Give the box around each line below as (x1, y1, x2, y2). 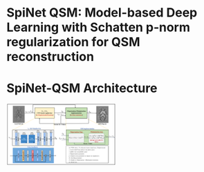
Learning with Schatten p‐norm (6, 19, 191, 35)
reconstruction (6, 49, 95, 65)
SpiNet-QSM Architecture (6, 81, 158, 96)
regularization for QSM (6, 35, 140, 50)
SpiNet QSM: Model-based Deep (6, 5, 198, 21)
